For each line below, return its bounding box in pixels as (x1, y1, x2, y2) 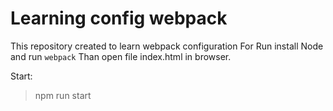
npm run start (34, 89, 92, 101)
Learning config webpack (10, 7, 228, 30)
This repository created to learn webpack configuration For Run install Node (10, 40, 324, 52)
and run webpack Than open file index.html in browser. (10, 50, 232, 62)
